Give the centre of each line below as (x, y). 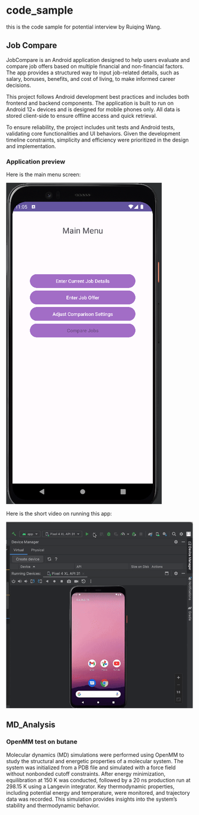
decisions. (19, 85)
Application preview (36, 161)
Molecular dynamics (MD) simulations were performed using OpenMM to (95, 755)
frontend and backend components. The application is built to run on (90, 103)
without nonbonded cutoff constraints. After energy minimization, (86, 773)
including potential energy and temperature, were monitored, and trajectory (98, 792)
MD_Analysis (31, 725)
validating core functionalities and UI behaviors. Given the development (93, 133)
